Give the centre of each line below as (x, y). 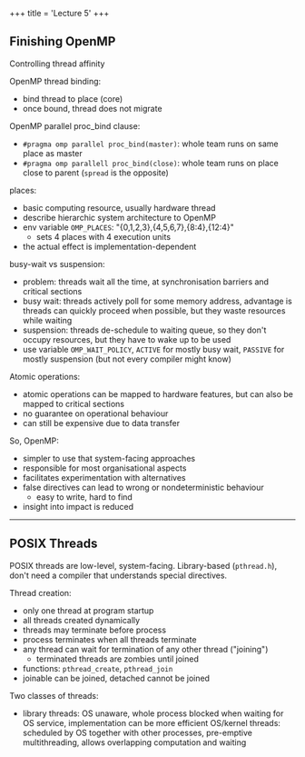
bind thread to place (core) (73, 98)
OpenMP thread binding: (55, 81)
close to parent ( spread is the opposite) (96, 173)
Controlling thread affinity (57, 64)
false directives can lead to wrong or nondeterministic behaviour (143, 487)
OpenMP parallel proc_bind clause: (75, 125)
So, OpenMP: (34, 441)
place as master (53, 153)
